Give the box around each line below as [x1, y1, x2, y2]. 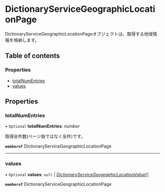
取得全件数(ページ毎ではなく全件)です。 [5, 133, 85, 139]
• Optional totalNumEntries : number [5, 123, 80, 129]
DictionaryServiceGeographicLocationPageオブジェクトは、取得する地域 [5, 31, 153, 37]
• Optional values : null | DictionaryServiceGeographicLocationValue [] [5, 171, 149, 177]
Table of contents [5, 52, 60, 60]
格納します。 [13, 37, 39, 43]
